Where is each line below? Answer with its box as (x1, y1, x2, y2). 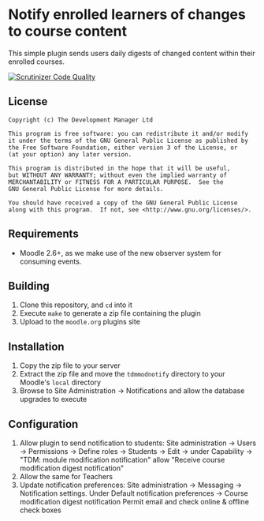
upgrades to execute (19, 395, 87, 404)
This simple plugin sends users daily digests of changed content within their (8, 48, 255, 58)
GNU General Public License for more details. (8, 185, 164, 193)
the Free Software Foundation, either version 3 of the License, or (8, 144, 238, 152)
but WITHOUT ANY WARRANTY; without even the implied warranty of (8, 171, 227, 179)
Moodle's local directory (19, 377, 101, 388)
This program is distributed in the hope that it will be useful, (8, 164, 231, 172)
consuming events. (19, 257, 82, 266)
